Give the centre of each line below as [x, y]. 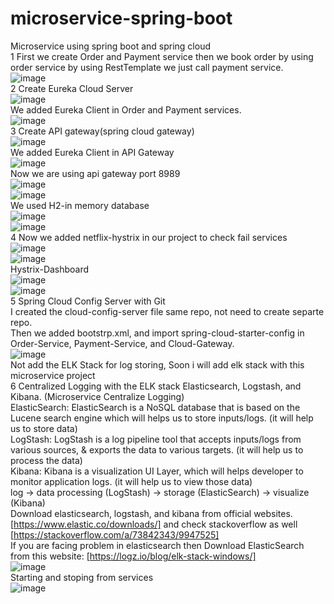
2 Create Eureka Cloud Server [72, 88]
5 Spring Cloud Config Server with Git [88, 301]
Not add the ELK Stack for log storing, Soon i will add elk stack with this [157, 364]
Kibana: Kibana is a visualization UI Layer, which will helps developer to [157, 471]
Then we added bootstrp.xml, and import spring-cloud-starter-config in [157, 333]
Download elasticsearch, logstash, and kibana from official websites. [151, 513]
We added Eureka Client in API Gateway [92, 152]
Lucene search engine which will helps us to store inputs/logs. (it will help [162, 418]
